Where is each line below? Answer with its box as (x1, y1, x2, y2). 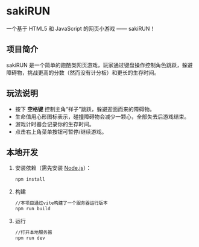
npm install (14, 177, 45, 183)
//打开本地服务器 (14, 230, 52, 236)
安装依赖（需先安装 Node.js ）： (14, 164, 92, 172)
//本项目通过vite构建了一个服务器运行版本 (14, 200, 108, 206)
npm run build (14, 206, 51, 212)
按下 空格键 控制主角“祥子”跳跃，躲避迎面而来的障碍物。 (14, 105, 156, 113)
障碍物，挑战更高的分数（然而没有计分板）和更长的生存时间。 (6, 69, 160, 76)
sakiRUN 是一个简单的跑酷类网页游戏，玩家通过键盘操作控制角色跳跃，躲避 (6, 61, 193, 69)
